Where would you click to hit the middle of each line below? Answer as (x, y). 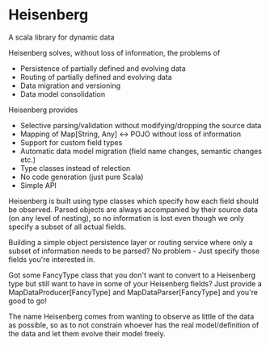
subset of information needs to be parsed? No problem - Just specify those (134, 251)
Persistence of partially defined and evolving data (103, 68)
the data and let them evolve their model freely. (87, 333)
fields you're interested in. (52, 259)
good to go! (27, 301)
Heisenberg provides (43, 110)
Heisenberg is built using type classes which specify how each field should (133, 201)
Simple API (38, 185)
